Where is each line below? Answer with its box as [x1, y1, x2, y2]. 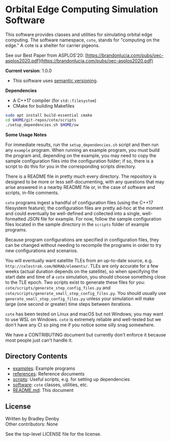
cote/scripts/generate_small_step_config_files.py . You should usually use [5, 290, 166, 296]
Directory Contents [5, 352, 68, 361]
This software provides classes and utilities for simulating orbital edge [5, 31, 153, 37]
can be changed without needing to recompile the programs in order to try [5, 242, 162, 248]
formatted [5, 216, 27, 222]
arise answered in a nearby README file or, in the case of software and [5, 184, 156, 190]
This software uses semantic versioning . [12, 77, 98, 83]
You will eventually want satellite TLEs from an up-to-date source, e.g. [5, 257, 153, 263]
